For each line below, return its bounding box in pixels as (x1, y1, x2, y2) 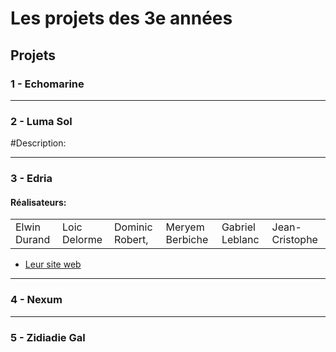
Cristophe (271, 233, 318, 247)
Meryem (165, 220, 205, 234)
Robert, (114, 233, 149, 247)
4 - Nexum (10, 293, 63, 307)
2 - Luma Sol (10, 114, 73, 128)
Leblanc (221, 233, 260, 247)
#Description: (10, 137, 67, 149)
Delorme (62, 233, 103, 247)
